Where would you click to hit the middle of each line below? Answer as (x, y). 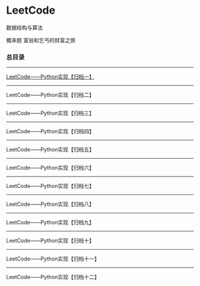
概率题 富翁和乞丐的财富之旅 (41, 40)
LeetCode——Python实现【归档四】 (50, 131)
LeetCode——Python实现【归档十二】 (53, 277)
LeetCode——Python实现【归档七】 (50, 186)
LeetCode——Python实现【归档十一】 (53, 259)
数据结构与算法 (24, 27)
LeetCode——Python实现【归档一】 (50, 77)
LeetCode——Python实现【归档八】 (50, 204)
